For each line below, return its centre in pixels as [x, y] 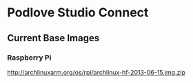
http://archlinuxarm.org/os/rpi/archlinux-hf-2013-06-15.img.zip [96, 72]
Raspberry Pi [29, 58]
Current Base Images [53, 38]
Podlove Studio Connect [78, 13]
